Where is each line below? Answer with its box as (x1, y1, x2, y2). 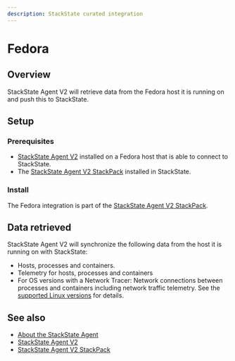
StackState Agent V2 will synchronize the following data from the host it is (7, 240, 222, 249)
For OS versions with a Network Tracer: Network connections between (17, 276, 223, 285)
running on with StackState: (7, 247, 88, 256)
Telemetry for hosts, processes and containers (17, 269, 153, 277)
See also (7, 312, 46, 324)
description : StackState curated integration (7, 10, 143, 18)
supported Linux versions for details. (17, 291, 125, 300)
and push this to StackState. (7, 94, 89, 103)
